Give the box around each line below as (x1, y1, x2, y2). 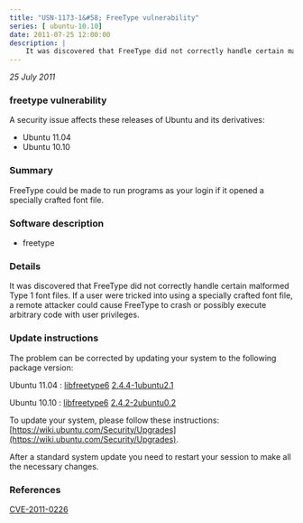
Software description (9, 217, 105, 229)
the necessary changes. (9, 461, 99, 472)
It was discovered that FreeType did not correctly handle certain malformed (9, 281, 290, 292)
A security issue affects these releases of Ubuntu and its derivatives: (9, 115, 265, 126)
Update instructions (9, 332, 99, 344)
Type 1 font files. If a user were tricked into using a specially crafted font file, (9, 290, 293, 301)
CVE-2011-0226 (9, 503, 69, 515)
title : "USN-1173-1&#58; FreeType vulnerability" (9, 13, 200, 23)
